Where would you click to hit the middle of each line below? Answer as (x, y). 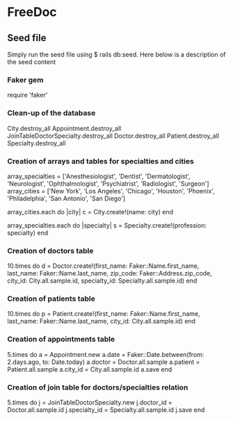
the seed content (32, 62)
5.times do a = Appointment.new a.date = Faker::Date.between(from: (106, 354)
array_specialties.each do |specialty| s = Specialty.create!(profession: (107, 225)
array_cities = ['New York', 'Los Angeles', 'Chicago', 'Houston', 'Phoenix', (111, 191)
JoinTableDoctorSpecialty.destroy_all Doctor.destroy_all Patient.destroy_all (113, 136)
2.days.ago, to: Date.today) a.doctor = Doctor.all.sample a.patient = (104, 362)
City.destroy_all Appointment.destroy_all (64, 128)
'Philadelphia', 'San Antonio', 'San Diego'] (66, 198)
